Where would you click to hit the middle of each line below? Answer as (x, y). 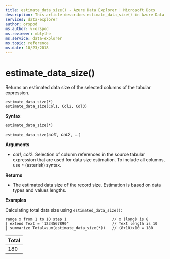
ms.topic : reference (27, 43)
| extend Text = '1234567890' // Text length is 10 (81, 224)
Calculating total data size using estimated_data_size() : (64, 210)
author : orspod (21, 24)
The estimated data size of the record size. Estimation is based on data (87, 185)
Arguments (18, 144)
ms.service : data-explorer (34, 39)
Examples (16, 200)
